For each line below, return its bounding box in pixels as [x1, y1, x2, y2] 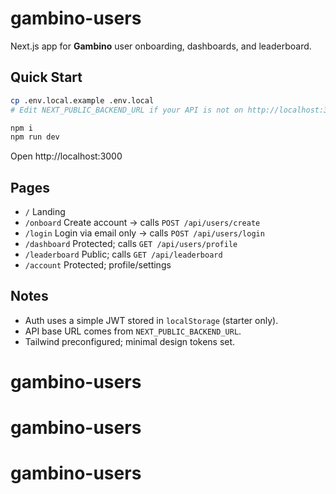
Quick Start [10, 69, 83, 86]
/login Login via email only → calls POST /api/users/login [24, 227, 265, 239]
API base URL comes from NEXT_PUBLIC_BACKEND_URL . [24, 325, 242, 337]
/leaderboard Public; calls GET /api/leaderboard [24, 248, 223, 261]
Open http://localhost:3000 [10, 150, 123, 162]
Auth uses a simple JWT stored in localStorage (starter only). [24, 314, 279, 326]
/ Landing [24, 206, 66, 218]
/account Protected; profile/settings [24, 259, 172, 271]
